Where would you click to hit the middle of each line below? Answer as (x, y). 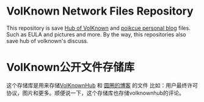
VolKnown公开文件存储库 (71, 67)
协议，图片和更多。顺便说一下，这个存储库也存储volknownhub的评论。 (96, 93)
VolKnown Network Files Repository (100, 11)
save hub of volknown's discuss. (47, 41)
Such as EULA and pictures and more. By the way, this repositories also (96, 34)
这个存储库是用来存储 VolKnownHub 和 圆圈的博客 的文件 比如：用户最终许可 (102, 85)
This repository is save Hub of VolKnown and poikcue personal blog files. (98, 28)
